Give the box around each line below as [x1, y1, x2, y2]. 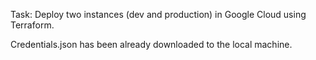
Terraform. [10, 19, 55, 31]
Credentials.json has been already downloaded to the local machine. [10, 39, 293, 50]
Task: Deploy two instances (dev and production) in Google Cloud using [10, 9, 307, 20]
